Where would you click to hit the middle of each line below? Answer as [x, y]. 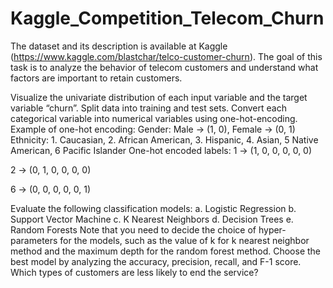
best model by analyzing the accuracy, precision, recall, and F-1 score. [156, 261]
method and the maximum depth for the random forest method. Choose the [165, 251]
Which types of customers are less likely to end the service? [134, 272]
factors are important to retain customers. [96, 78]
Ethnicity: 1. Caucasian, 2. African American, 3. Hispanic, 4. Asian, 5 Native [164, 139]
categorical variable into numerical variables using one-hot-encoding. [154, 118]
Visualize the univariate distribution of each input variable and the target [159, 97]
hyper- [272, 229]
